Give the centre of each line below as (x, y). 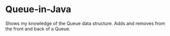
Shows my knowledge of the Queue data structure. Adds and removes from (85, 23)
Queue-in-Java (38, 9)
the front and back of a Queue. (38, 28)
